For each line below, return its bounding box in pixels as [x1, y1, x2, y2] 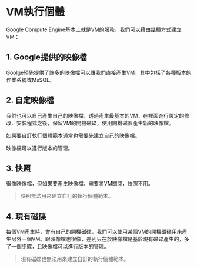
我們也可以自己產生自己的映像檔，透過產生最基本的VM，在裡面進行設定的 [6, 112, 185, 119]
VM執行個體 [6, 5, 65, 19]
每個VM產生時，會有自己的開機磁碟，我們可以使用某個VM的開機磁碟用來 [6, 228, 182, 236]
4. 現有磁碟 [6, 211, 46, 221]
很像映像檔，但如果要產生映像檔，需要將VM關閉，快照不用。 [6, 180, 154, 187]
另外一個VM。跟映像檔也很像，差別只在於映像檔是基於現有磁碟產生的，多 [11, 236, 190, 243]
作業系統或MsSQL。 [6, 76, 55, 83]
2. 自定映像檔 [6, 95, 54, 105]
